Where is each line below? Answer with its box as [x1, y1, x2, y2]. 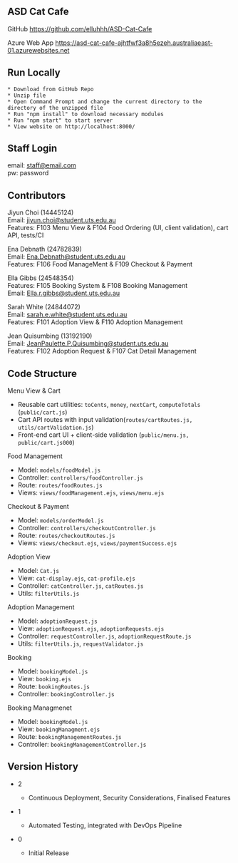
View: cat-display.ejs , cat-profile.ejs [17, 574, 135, 583]
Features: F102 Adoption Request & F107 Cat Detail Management [7, 347, 197, 356]
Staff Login [7, 143, 58, 155]
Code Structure [7, 367, 77, 380]
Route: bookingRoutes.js [17, 682, 90, 691]
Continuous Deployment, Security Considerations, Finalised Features [28, 793, 231, 802]
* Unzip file [7, 92, 46, 99]
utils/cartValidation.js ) [17, 423, 94, 432]
